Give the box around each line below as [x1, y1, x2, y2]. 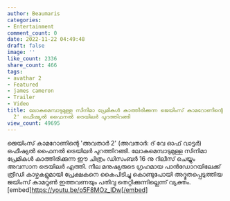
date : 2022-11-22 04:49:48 [7, 36, 85, 43]
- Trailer [7, 94, 36, 101]
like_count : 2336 [7, 55, 57, 62]
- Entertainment [7, 23, 54, 30]
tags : [7, 68, 23, 75]
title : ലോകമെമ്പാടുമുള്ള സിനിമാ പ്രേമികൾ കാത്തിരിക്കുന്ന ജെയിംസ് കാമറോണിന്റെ [7, 107, 224, 114]
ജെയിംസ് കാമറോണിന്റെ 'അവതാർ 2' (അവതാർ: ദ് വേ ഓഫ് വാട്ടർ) [7, 139, 202, 147]
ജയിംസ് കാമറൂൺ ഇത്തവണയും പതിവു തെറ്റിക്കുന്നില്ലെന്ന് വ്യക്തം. [7, 177, 191, 186]
